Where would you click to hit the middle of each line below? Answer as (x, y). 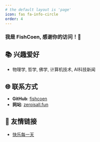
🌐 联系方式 (21, 87)
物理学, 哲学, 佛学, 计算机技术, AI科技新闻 (54, 70)
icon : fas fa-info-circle (32, 14)
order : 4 (14, 19)
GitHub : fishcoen (30, 99)
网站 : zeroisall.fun (30, 105)
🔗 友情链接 (21, 122)
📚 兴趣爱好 (22, 54)
